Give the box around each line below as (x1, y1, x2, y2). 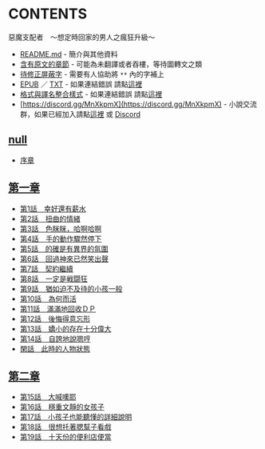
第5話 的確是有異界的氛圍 (19, 243, 109, 253)
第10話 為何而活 (19, 294, 77, 303)
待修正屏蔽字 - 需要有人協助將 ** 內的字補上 (19, 69, 165, 78)
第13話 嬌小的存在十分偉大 (19, 323, 112, 333)
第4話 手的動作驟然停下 (19, 234, 102, 243)
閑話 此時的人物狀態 (19, 343, 90, 353)
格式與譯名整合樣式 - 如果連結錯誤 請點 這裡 (19, 89, 163, 98)
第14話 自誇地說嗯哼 (19, 334, 91, 343)
